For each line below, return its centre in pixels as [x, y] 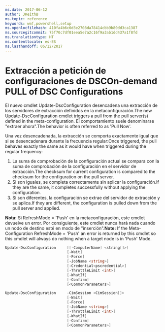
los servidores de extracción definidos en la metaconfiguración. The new [79, 110]
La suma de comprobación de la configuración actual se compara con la [85, 161]
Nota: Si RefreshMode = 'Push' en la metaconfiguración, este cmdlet [75, 218]
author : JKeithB [22, 14]
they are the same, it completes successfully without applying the [79, 187]
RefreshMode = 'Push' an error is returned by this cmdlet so [95, 233]
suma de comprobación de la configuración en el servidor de [74, 166]
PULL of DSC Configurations [64, 91]
